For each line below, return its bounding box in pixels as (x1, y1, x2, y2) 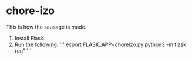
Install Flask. (14, 34, 45, 41)
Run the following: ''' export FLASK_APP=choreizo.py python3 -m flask (14, 41, 187, 48)
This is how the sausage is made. (6, 23, 87, 30)
